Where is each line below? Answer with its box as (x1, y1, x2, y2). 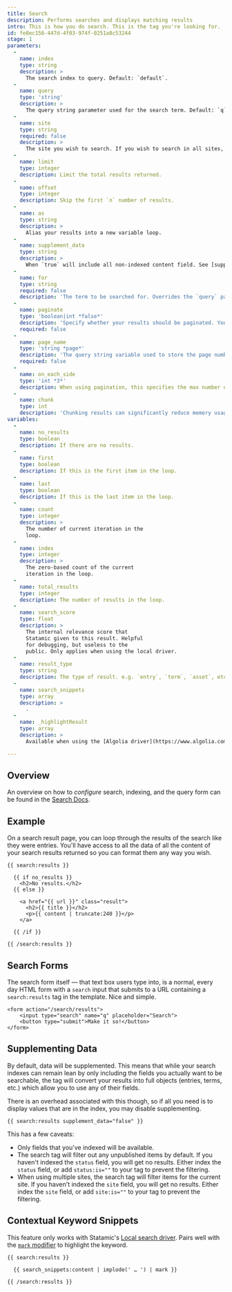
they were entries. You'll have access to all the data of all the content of (7, 841, 211, 849)
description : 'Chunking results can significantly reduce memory (19, 409, 212, 416)
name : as (19, 210, 45, 217)
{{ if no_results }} (13, 874, 72, 881)
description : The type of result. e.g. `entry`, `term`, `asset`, (19, 673, 215, 680)
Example (7, 815, 46, 827)
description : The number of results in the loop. (19, 596, 166, 603)
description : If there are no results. (19, 441, 135, 449)
